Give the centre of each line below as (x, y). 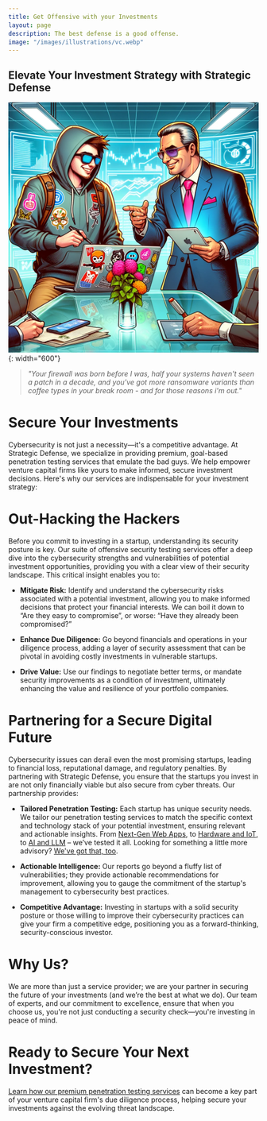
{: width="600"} (35, 358)
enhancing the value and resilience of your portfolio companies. (124, 688)
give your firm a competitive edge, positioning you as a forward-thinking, (139, 924)
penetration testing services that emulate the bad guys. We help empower (130, 462)
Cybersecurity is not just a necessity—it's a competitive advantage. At (123, 445)
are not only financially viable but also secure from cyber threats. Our (122, 785)
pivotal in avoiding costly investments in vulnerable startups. (119, 656)
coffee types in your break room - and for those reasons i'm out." (135, 391)
